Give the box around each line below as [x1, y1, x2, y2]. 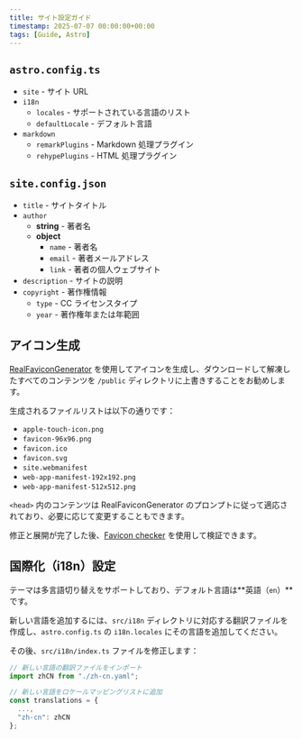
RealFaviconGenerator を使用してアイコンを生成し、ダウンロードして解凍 [9, 363, 283, 374]
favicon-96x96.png [22, 434, 92, 443]
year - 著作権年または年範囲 [35, 309, 140, 320]
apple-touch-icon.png [22, 424, 104, 433]
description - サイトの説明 [22, 276, 124, 286]
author [22, 212, 48, 221]
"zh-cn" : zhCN [17, 713, 70, 722]
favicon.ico [22, 443, 68, 453]
